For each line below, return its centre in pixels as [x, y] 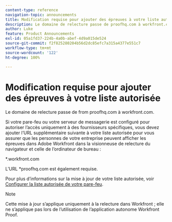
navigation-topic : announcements [41, 15]
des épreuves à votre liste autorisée [83, 98]
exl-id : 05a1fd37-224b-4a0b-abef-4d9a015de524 [56, 39]
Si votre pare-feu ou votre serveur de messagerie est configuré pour [78, 122]
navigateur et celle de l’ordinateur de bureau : [53, 149]
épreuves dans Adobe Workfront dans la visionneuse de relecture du [78, 144]
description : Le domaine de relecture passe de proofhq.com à [73, 24]
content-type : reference [32, 10]
